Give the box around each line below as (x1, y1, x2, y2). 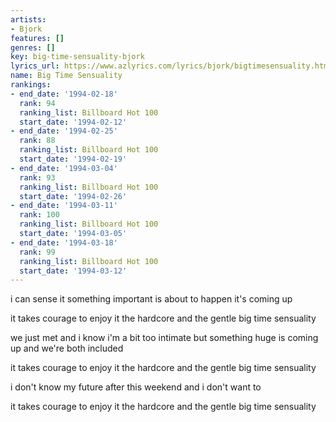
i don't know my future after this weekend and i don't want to (10, 381, 262, 393)
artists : (10, 14, 47, 25)
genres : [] (10, 42, 56, 53)
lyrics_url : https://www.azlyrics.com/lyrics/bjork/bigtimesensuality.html (10, 61, 333, 71)
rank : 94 (19, 98, 56, 108)
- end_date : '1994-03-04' (10, 163, 118, 173)
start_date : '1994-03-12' (19, 266, 128, 276)
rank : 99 (19, 247, 56, 257)
